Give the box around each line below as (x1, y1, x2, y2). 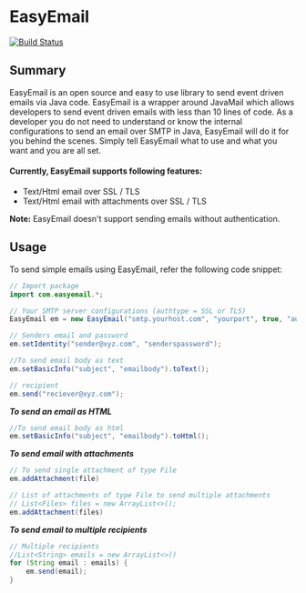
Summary (9, 63, 66, 78)
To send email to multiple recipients (9, 524, 148, 535)
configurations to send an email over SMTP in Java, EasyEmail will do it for (9, 126, 290, 136)
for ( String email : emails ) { (9, 558, 128, 568)
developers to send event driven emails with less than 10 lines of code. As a (9, 106, 293, 117)
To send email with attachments (9, 448, 135, 459)
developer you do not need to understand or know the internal (9, 116, 243, 126)
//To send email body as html (9, 423, 125, 433)
